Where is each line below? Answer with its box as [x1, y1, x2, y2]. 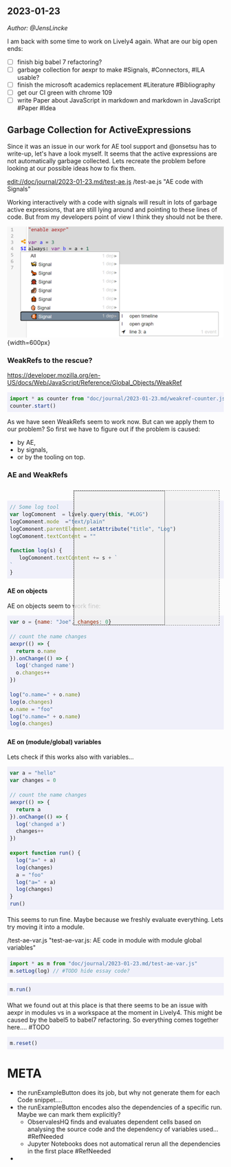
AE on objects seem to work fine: [7, 602, 101, 610]
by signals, [16, 445, 48, 454]
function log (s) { [10, 547, 63, 554]
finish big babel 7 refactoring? [16, 58, 102, 66]
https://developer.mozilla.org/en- [7, 371, 101, 379]
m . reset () [10, 1040, 38, 1047]
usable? [16, 73, 40, 81]
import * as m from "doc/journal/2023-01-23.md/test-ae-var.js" [10, 960, 198, 967]
